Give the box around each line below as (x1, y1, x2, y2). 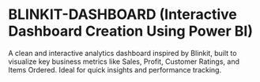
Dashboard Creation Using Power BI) (8, 22, 253, 40)
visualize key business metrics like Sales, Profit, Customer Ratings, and (8, 57, 239, 66)
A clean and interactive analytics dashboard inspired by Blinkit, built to (8, 48, 237, 58)
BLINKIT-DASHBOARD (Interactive (8, 6, 237, 24)
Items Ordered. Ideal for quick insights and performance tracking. (8, 65, 222, 74)
